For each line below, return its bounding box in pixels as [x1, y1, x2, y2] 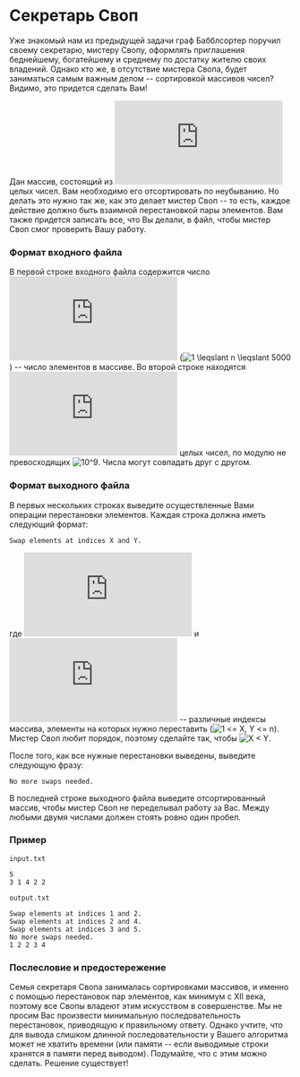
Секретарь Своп [9, 5, 139, 26]
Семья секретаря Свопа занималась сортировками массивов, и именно [9, 982, 289, 993]
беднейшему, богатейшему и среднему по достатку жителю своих [9, 54, 267, 65]
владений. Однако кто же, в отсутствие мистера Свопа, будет [9, 64, 248, 74]
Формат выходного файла [9, 479, 130, 492]
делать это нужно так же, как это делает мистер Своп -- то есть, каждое [9, 194, 291, 206]
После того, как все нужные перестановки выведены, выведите [9, 750, 256, 761]
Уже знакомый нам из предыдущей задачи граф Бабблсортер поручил [9, 35, 281, 46]
